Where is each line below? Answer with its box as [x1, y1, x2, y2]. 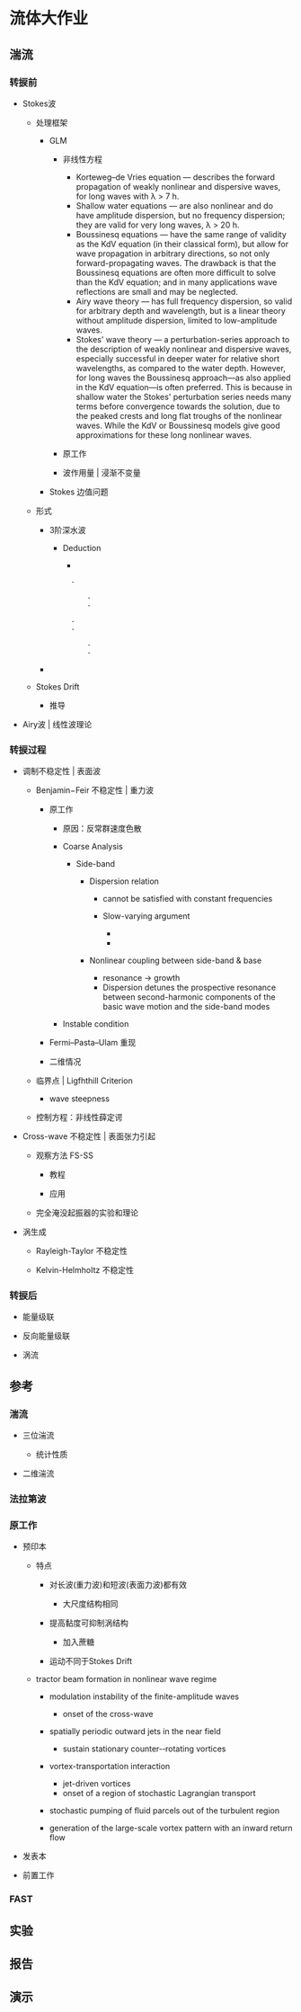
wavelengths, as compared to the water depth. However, [75, 362, 286, 373]
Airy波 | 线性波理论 [22, 718, 93, 729]
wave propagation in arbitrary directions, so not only [75, 248, 270, 259]
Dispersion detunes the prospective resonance [102, 982, 277, 993]
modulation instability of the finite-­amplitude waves [49, 1691, 240, 1702]
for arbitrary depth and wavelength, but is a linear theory [75, 305, 286, 316]
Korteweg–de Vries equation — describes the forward [75, 172, 276, 183]
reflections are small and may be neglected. [75, 286, 238, 297]
